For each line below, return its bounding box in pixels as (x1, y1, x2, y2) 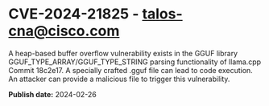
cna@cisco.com (8, 22, 120, 40)
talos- (142, 5, 183, 23)
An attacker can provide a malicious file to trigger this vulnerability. (8, 74, 230, 84)
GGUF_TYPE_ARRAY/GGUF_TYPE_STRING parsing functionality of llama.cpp (8, 57, 262, 67)
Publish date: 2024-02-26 (8, 89, 97, 99)
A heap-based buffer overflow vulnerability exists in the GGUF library (8, 48, 238, 58)
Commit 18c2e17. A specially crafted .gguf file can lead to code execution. (8, 65, 254, 75)
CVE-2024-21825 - (8, 5, 139, 23)
